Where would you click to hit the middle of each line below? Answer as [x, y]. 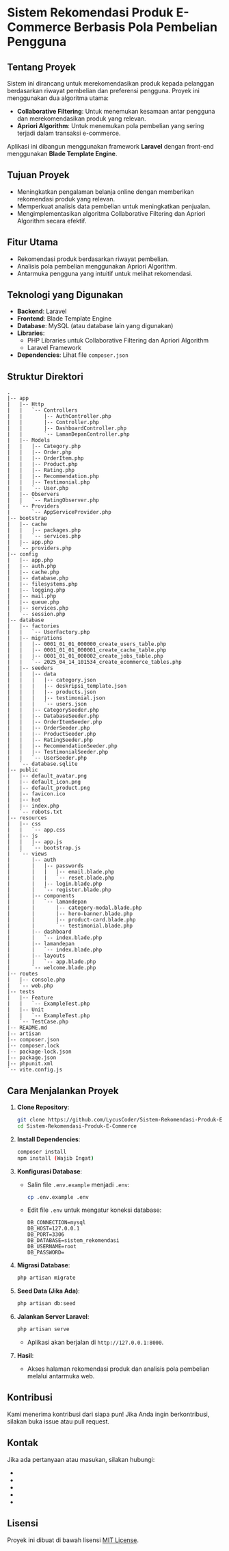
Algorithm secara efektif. [52, 221]
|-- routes [23, 974]
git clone [31, 1120]
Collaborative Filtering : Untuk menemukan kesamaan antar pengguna [116, 111]
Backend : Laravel [42, 311]
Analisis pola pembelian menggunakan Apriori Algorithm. [97, 266]
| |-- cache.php [33, 572]
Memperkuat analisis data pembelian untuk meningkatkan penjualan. [113, 206]
